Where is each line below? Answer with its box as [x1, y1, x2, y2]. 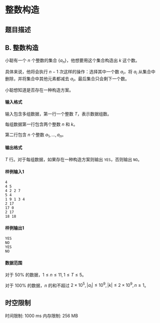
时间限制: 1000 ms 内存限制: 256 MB [5, 313, 78, 319]
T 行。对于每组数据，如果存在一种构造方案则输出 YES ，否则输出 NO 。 [5, 156, 142, 162]
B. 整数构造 [5, 44, 39, 52]
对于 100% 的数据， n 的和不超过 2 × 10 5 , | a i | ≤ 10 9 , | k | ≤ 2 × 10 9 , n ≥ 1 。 [5, 281, 149, 289]
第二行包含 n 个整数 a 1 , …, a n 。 [5, 132, 66, 138]
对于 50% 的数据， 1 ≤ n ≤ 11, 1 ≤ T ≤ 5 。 [5, 272, 87, 277]
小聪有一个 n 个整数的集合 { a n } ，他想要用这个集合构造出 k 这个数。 [5, 57, 140, 65]
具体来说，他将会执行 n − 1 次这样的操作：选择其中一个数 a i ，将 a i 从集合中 [5, 69, 156, 76]
